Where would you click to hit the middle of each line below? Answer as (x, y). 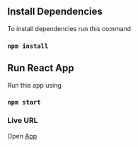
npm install (28, 46)
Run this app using (34, 85)
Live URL (23, 121)
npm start (24, 102)
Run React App (41, 68)
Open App (22, 136)
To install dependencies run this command (69, 28)
